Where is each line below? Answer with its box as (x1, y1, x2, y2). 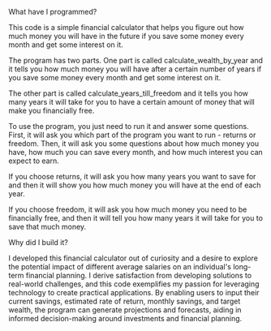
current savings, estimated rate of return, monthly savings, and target (8, 296, 241, 306)
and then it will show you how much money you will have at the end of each (8, 180, 261, 190)
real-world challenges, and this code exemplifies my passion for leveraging (8, 279, 260, 289)
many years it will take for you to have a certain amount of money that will (8, 97, 255, 106)
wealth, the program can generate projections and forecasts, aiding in (8, 305, 242, 315)
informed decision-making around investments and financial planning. (8, 314, 243, 323)
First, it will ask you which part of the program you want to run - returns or (8, 130, 256, 140)
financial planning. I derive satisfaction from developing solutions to (25, 271, 252, 280)
